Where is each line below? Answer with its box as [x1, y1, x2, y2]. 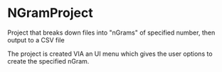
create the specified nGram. [7, 56, 90, 65]
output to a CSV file [7, 35, 65, 44]
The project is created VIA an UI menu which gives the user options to [7, 49, 213, 58]
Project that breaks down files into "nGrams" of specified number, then [7, 28, 216, 37]
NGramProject [7, 5, 94, 21]
